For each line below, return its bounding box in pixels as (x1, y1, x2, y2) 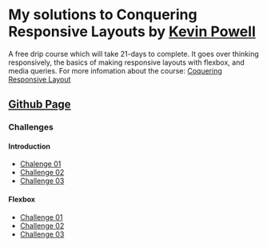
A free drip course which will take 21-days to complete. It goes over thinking (8, 49, 259, 58)
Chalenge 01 (19, 159, 62, 169)
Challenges (8, 122, 54, 133)
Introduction (8, 141, 50, 151)
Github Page (8, 98, 71, 111)
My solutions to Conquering (8, 6, 197, 24)
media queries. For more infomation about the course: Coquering (8, 66, 222, 75)
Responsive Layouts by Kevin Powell (8, 22, 256, 41)
